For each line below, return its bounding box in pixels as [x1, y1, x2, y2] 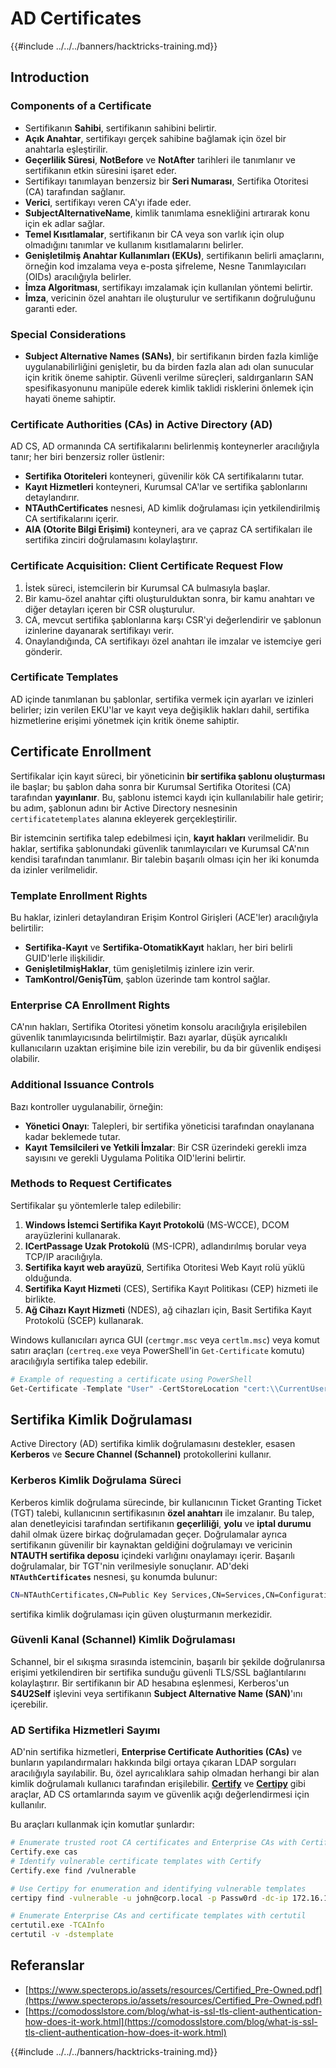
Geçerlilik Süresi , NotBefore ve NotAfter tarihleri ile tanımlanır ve [24, 153, 296, 166]
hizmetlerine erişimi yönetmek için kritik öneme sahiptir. [10, 714, 240, 726]
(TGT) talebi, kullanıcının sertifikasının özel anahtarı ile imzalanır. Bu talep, [10, 1507, 315, 1519]
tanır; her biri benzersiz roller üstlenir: [10, 451, 165, 463]
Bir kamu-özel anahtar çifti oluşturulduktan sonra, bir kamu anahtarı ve [24, 592, 315, 604]
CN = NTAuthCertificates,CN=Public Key [10, 1590, 168, 1600]
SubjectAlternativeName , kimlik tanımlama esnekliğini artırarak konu [24, 207, 310, 219]
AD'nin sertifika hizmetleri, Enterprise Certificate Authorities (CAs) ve [10, 1746, 303, 1758]
